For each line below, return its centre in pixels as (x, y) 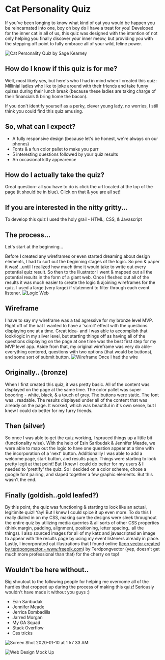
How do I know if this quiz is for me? (61, 69)
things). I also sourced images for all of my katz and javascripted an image (80, 533)
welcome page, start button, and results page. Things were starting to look (81, 459)
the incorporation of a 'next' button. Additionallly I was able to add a (74, 453)
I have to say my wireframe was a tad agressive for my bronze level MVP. (79, 320)
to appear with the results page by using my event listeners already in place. (82, 539)
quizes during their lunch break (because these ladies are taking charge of (81, 91)
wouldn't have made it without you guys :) (47, 592)
